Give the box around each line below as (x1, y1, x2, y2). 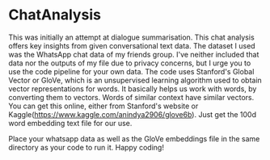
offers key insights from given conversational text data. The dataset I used (8, 40, 256, 50)
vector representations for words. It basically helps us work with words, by (8, 83, 257, 94)
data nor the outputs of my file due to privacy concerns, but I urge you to (8, 58, 251, 68)
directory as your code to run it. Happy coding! (8, 142, 164, 152)
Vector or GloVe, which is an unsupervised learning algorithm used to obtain (8, 75, 263, 85)
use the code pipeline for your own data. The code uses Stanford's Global (8, 66, 255, 76)
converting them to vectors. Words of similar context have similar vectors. (8, 92, 255, 102)
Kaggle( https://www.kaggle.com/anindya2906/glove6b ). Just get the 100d (8, 109, 257, 119)
